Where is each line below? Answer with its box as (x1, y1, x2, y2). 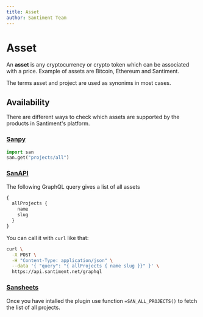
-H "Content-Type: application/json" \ (12, 257, 113, 263)
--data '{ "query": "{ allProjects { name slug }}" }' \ (12, 263, 160, 269)
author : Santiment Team (6, 15, 67, 21)
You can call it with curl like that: (6, 234, 89, 241)
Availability (6, 97, 50, 107)
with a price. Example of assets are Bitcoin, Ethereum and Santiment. (6, 68, 180, 75)
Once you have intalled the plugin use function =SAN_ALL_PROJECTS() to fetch (6, 297, 198, 304)
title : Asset (6, 9, 40, 15)
